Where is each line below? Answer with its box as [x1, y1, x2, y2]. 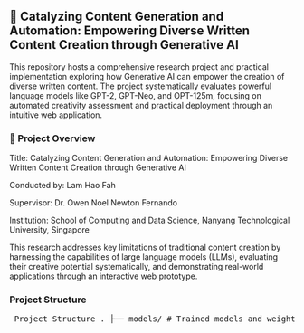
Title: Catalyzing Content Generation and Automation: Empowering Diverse [9, 153, 288, 164]
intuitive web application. [9, 109, 102, 120]
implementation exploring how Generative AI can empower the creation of [9, 71, 285, 81]
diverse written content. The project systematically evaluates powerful [9, 81, 272, 91]
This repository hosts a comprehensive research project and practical [9, 61, 270, 72]
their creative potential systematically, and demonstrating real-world [9, 262, 264, 272]
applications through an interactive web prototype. [9, 271, 198, 281]
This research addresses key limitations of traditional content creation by [9, 242, 281, 253]
